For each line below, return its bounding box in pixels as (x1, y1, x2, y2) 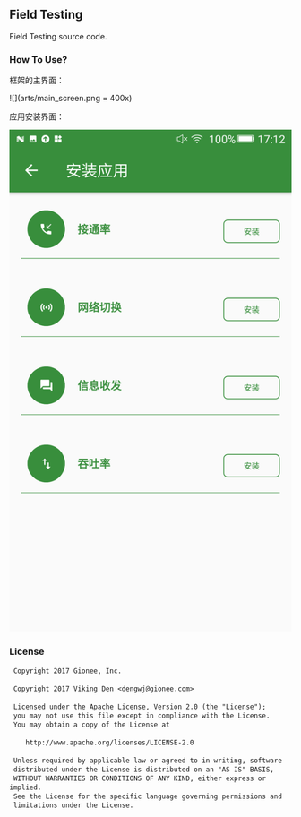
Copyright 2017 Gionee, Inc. (13, 666, 123, 675)
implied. (9, 783, 42, 792)
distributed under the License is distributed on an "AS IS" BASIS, (13, 765, 275, 774)
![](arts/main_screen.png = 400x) (9, 93, 133, 104)
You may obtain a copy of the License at (13, 720, 170, 729)
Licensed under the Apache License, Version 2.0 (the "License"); (13, 702, 267, 711)
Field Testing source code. (9, 30, 107, 41)
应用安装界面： (9, 111, 64, 122)
